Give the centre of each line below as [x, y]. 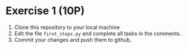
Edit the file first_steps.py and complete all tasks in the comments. [98, 33]
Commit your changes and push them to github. [73, 40]
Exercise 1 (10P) [45, 11]
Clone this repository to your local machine [67, 27]
